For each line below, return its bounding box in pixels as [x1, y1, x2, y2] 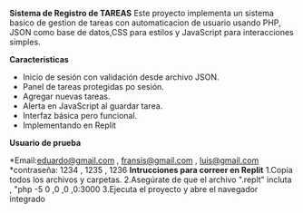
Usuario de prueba [9, 138, 82, 148]
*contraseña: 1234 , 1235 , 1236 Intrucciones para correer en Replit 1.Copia [9, 165, 293, 175]
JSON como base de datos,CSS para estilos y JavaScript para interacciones [9, 27, 294, 37]
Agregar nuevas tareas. [22, 91, 111, 102]
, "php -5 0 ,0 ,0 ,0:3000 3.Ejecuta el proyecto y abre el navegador [9, 184, 259, 194]
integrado [9, 194, 45, 204]
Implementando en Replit [22, 120, 116, 131]
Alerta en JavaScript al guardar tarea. [22, 101, 163, 111]
